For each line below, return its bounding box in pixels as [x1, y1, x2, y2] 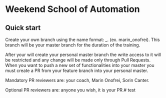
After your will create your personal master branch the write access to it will [5, 51, 161, 57]
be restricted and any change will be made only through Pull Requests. [5, 57, 151, 63]
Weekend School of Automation [5, 3, 140, 15]
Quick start [5, 23, 41, 32]
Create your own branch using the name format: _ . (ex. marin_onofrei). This [5, 36, 160, 42]
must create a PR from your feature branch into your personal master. [5, 67, 148, 73]
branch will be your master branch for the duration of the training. [5, 42, 140, 48]
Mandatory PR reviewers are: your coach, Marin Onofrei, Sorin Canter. [5, 77, 149, 83]
